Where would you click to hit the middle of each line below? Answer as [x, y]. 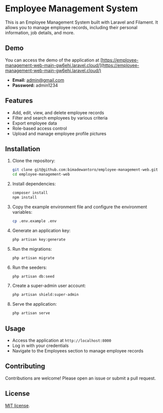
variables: [22, 212]
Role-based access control [40, 128]
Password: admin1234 [35, 85]
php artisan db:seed [33, 276]
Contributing [25, 366]
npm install [24, 197]
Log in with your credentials [40, 346]
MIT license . [18, 405]
